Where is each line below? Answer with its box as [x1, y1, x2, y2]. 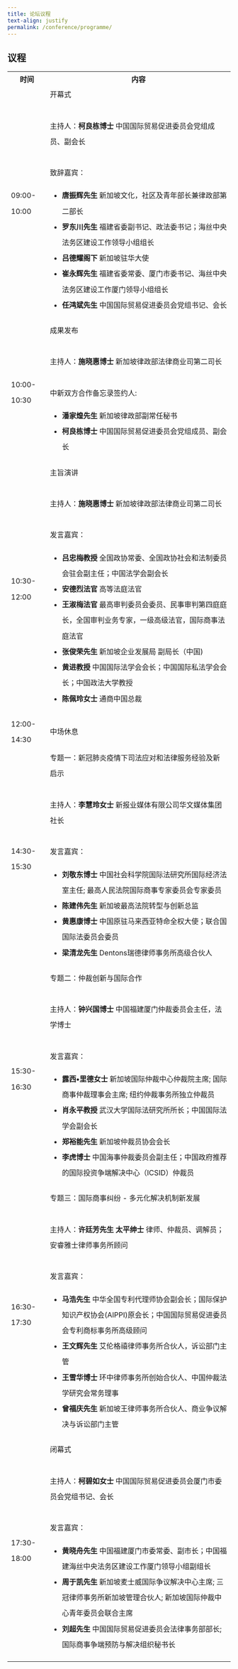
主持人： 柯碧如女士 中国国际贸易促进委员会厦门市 [50, 1476, 215, 1486]
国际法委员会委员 [62, 932, 119, 942]
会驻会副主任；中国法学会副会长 [62, 568, 169, 578]
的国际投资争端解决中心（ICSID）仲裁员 [62, 1168, 195, 1178]
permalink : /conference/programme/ [7, 23, 113, 31]
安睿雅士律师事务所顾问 [50, 1240, 129, 1250]
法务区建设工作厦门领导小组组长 [62, 284, 169, 294]
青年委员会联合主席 [69, 1608, 133, 1618]
